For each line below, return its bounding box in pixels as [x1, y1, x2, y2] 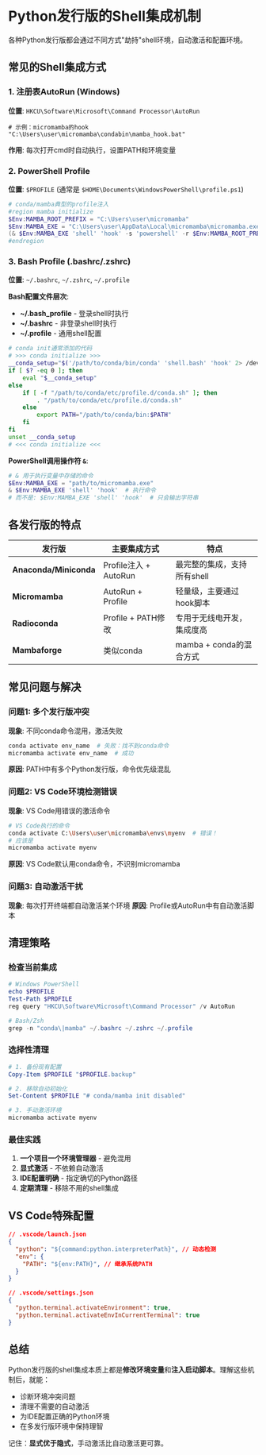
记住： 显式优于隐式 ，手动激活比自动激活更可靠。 [8, 1438, 168, 1448]
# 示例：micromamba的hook [8, 123, 89, 131]
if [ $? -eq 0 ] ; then [8, 367, 83, 375]
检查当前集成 [8, 962, 58, 973]
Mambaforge [12, 645, 62, 656]
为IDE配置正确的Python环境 [19, 1411, 110, 1422]
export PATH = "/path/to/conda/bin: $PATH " [36, 411, 172, 419]
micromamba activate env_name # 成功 [8, 749, 134, 757]
